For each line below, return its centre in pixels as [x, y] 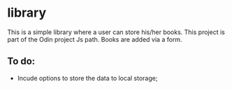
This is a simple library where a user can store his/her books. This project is [116, 32]
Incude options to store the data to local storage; [87, 78]
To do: [21, 62]
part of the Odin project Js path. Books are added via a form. [95, 39]
